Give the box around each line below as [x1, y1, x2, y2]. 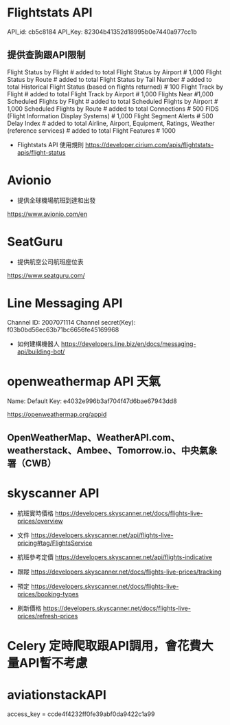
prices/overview [16, 517, 63, 525]
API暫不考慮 [19, 656, 88, 671]
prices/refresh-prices [16, 612, 78, 620]
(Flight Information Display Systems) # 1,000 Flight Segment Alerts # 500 [7, 111, 214, 120]
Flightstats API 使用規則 [16, 140, 84, 149]
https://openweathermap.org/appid [7, 410, 107, 418]
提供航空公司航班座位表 [16, 257, 84, 266]
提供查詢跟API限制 [7, 50, 86, 61]
